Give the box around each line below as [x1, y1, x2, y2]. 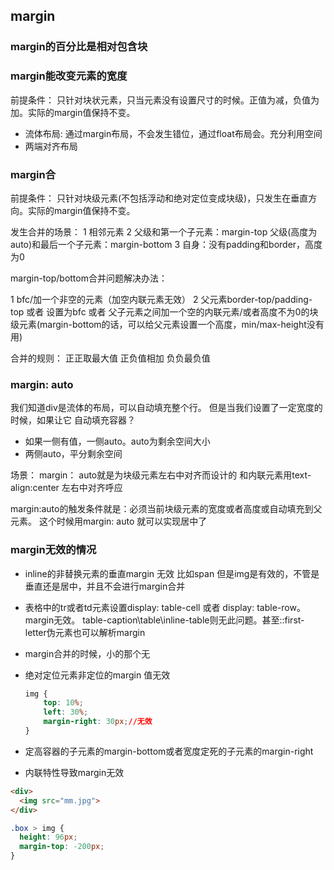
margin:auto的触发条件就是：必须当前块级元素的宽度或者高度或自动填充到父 [10, 503, 323, 515]
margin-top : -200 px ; [19, 842, 105, 852]
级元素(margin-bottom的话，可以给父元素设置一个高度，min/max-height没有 [10, 318, 325, 330]
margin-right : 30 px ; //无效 [43, 717, 153, 727]
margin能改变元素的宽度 [10, 69, 128, 83]
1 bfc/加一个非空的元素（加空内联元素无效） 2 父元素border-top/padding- [10, 293, 313, 305]
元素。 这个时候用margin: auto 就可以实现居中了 [10, 515, 208, 528]
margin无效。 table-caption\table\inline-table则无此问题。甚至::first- [24, 614, 305, 626]
